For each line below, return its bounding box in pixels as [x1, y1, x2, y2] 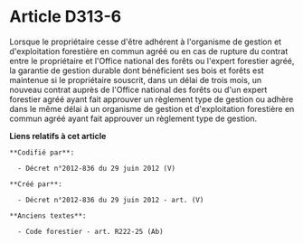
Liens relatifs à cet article [9, 130, 107, 141]
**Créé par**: [9, 179, 63, 189]
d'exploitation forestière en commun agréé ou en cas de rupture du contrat [9, 45, 289, 56]
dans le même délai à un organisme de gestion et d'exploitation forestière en [9, 103, 295, 114]
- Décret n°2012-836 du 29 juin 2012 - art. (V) [17, 195, 204, 204]
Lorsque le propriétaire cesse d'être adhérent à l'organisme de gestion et [9, 36, 282, 47]
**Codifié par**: [9, 147, 75, 157]
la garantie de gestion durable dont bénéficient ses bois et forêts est [9, 65, 264, 76]
